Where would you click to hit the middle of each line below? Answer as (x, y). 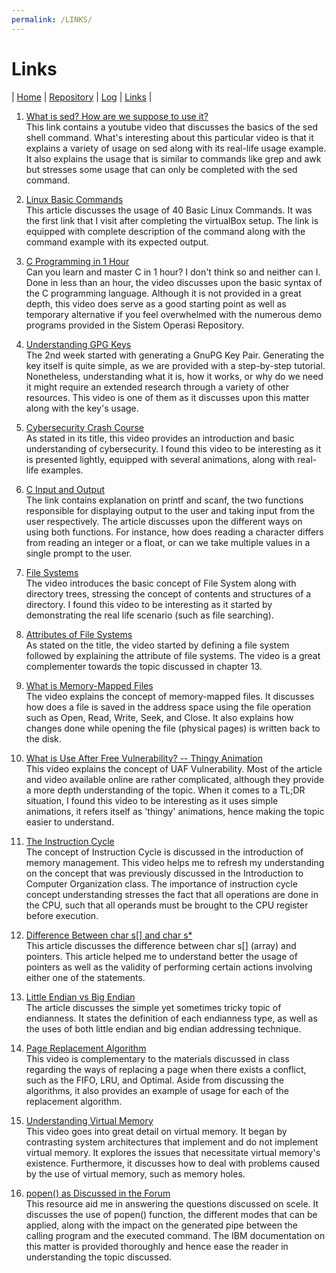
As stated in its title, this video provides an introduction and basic (160, 438)
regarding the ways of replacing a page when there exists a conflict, (166, 1069)
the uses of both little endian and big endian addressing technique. (163, 1028)
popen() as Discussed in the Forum (98, 1193)
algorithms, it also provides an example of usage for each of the (157, 1090)
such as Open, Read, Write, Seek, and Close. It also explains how (159, 717)
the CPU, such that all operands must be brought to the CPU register (167, 905)
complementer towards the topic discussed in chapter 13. (144, 666)
